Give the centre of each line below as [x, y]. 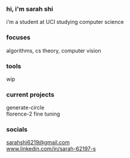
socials [17, 129]
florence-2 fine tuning [33, 114]
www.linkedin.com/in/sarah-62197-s [51, 149]
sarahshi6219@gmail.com [38, 142]
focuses [19, 38]
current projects [31, 95]
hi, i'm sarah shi [30, 9]
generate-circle [25, 108]
